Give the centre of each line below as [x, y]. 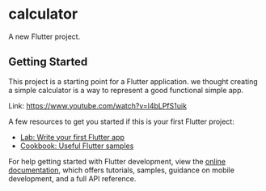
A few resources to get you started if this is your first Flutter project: [121, 121]
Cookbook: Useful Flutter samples [77, 146]
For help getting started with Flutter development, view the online [117, 161]
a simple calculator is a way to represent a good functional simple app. [126, 90]
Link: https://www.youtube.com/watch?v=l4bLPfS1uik [98, 105]
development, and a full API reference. [72, 178]
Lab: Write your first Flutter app [72, 137]
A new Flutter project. [44, 36]
